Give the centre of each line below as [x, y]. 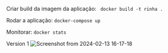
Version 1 [18, 44]
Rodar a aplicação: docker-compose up [53, 20]
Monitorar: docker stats [36, 32]
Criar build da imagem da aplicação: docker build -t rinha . [85, 9]
